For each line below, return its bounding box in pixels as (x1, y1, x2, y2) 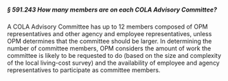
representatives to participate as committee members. (7, 65, 161, 74)
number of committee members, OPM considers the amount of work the (7, 44, 212, 52)
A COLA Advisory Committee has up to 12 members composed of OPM (7, 22, 208, 31)
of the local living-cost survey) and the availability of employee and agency (7, 59, 220, 67)
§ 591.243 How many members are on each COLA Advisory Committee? (7, 5, 218, 14)
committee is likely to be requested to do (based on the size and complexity (7, 51, 222, 59)
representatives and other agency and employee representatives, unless (7, 29, 212, 37)
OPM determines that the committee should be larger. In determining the (7, 37, 212, 45)
